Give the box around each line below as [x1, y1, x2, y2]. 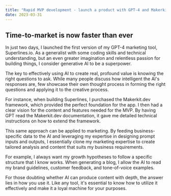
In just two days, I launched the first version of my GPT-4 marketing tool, [5, 44, 158, 51]
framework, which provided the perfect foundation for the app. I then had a [5, 102, 163, 108]
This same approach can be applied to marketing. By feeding [5, 128, 133, 134]
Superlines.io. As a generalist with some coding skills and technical [5, 50, 146, 56]
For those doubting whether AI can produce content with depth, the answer [5, 175, 164, 181]
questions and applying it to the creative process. [5, 87, 109, 93]
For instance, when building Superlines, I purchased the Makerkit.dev [5, 96, 151, 103]
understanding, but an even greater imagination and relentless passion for [5, 55, 160, 61]
